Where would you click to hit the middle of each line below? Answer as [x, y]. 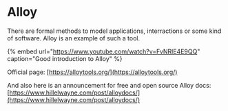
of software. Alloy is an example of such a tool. [73, 38]
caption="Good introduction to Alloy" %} [65, 58]
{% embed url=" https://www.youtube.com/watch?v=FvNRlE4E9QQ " [104, 51]
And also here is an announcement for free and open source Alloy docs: [109, 85]
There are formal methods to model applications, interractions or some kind [114, 31]
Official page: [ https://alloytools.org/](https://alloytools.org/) [92, 72]
